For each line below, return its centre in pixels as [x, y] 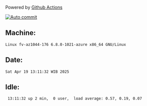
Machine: [21, 33]
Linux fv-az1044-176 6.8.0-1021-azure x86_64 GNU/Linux [66, 44]
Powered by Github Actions [34, 7]
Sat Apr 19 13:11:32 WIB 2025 [37, 72]
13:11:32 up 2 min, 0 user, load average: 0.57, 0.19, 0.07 [75, 99]
